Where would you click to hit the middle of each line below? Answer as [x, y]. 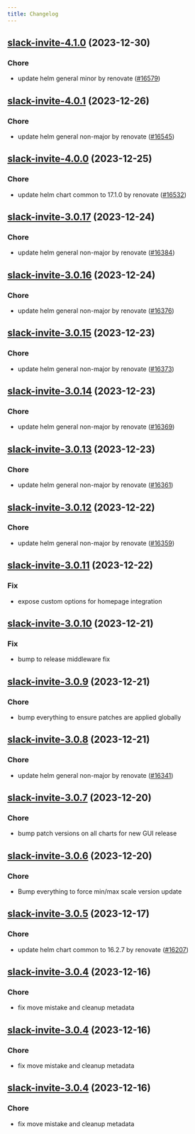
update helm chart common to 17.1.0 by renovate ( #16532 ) [102, 194]
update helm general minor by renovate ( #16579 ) [89, 78]
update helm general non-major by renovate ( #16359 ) [96, 543]
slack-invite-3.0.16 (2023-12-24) [82, 275]
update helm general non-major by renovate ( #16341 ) [95, 775]
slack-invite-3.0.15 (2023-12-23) [81, 333]
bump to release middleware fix [64, 659]
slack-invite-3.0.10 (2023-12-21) [80, 623]
